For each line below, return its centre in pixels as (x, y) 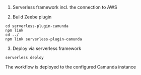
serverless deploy (24, 57)
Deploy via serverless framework (47, 48)
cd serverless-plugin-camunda (37, 26)
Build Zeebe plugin (32, 17)
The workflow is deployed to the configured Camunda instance (70, 67)
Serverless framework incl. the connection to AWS (65, 7)
